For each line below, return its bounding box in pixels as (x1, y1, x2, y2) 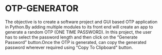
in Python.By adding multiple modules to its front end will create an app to (5, 24, 153, 29)
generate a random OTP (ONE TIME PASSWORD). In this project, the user (5, 29, 152, 35)
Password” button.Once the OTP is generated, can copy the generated (5, 39, 147, 45)
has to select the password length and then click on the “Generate (5, 34, 138, 40)
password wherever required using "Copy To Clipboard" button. (5, 44, 133, 50)
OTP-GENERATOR (5, 3, 79, 14)
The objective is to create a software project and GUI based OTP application (5, 19, 158, 25)
